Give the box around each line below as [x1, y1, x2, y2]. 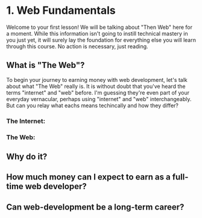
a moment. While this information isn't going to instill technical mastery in [6, 30, 188, 37]
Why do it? [6, 151, 48, 161]
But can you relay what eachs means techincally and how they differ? [6, 102, 179, 109]
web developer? [25, 181, 87, 192]
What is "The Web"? [6, 60, 85, 70]
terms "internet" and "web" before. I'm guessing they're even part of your [6, 89, 190, 96]
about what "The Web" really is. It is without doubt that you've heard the [6, 83, 186, 90]
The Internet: [6, 117, 46, 125]
